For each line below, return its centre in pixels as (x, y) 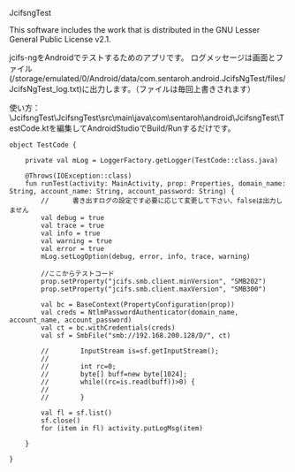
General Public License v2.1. (61, 39)
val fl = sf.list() (77, 413)
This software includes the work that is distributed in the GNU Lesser (135, 30)
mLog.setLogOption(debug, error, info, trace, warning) (146, 256)
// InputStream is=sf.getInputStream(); (130, 351)
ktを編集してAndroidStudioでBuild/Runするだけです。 (139, 128)
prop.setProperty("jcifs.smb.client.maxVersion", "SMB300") (154, 289)
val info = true (71, 233)
